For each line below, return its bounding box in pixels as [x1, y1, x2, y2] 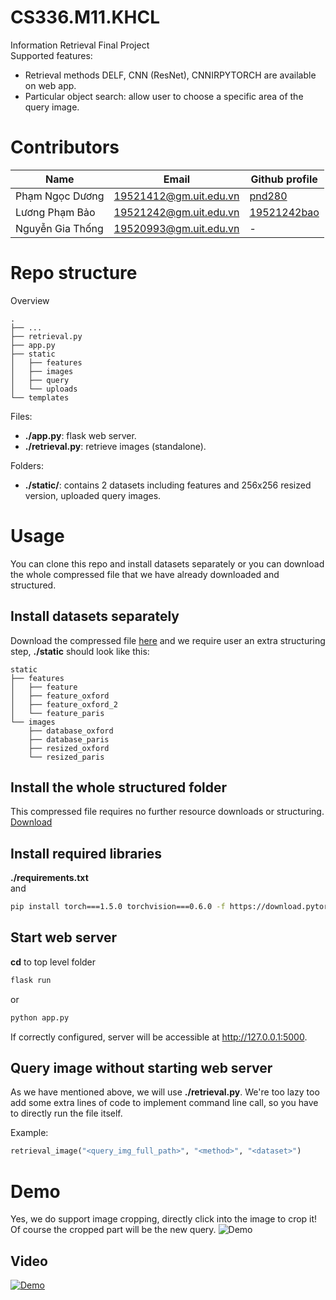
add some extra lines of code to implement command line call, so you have [10, 1097, 319, 1109]
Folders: [10, 459, 44, 471]
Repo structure [10, 262, 138, 285]
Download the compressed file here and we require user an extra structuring [10, 634, 326, 646]
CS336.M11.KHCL [10, 6, 161, 29]
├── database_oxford [28, 726, 114, 736]
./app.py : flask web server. [24, 429, 137, 441]
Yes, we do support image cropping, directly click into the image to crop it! [10, 1213, 318, 1225]
